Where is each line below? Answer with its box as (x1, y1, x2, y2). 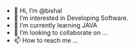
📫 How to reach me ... (13, 37, 78, 44)
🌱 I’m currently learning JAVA (13, 21, 98, 29)
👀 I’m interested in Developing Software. (13, 14, 129, 22)
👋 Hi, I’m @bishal (13, 7, 62, 14)
